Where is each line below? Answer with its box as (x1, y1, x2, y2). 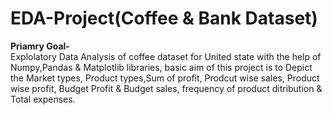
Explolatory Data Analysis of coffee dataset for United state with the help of (10, 50, 322, 62)
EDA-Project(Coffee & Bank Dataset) (10, 7, 318, 30)
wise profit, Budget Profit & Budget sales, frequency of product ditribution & (10, 82, 323, 94)
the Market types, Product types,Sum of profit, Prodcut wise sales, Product (10, 72, 320, 84)
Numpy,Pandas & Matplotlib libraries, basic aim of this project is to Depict (10, 61, 313, 73)
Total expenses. (10, 93, 76, 105)
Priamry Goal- (10, 40, 70, 52)
